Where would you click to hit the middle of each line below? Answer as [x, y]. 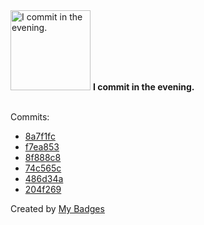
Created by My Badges [57, 208]
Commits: [30, 117]
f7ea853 [42, 147]
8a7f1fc [40, 136]
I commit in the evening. [143, 87]
